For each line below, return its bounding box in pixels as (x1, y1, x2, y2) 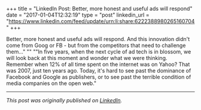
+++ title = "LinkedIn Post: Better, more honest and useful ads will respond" (6, 5, 193, 12)
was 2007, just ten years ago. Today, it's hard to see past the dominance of (6, 67, 191, 74)
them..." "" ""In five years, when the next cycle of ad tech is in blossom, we (6, 48, 191, 55)
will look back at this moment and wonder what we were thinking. (6, 55, 167, 61)
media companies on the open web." (6, 80, 97, 87)
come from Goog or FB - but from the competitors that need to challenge (6, 42, 186, 49)
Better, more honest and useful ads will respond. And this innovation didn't (6, 36, 190, 42)
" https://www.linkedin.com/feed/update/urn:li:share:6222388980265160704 (6, 18, 195, 24)
